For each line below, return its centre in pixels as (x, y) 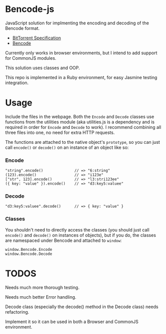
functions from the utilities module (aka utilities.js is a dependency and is (80, 122)
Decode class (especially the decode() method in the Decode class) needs (82, 307)
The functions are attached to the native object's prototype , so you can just (83, 142)
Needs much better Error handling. (41, 297)
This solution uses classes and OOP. (43, 68)
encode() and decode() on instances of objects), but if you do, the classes (81, 235)
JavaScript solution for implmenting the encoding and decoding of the (77, 23)
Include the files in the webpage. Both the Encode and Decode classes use (80, 116)
